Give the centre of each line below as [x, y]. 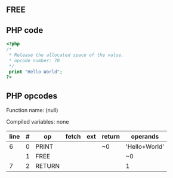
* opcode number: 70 [34, 60]
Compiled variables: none [38, 122]
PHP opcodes [32, 96]
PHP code [25, 30]
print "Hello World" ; [35, 72]
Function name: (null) [32, 111]
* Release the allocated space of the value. [66, 55]
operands [145, 137]
